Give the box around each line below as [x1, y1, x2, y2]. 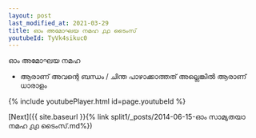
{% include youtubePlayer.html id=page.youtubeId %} [8, 97, 186, 106]
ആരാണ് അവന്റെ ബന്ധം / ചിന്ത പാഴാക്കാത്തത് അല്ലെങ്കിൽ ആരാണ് [19, 72, 246, 81]
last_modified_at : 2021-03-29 [8, 19, 110, 27]
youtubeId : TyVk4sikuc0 [8, 34, 88, 42]
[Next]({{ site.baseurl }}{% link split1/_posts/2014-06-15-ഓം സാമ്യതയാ [8, 112, 246, 122]
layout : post [8, 11, 52, 20]
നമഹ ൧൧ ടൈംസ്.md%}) [8, 121, 93, 131]
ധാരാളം [19, 81, 47, 90]
